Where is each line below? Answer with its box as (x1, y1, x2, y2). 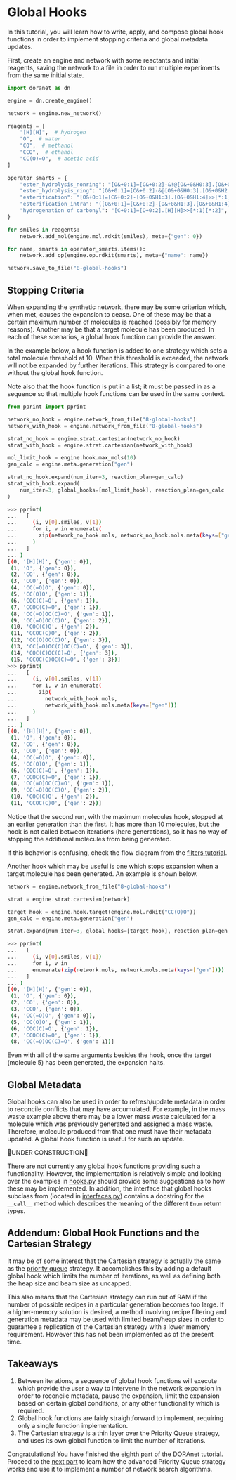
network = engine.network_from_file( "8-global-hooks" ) (7, 883, 171, 890)
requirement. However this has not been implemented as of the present (7, 1330, 214, 1338)
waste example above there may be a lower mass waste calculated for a (7, 1113, 216, 1121)
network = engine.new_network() (7, 110, 102, 117)
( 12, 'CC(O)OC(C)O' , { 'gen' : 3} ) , (10, 636, 112, 643)
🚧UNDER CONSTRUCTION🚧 (7, 1148, 88, 1157)
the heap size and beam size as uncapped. (7, 1279, 131, 1288)
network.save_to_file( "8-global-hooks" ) (7, 265, 128, 272)
